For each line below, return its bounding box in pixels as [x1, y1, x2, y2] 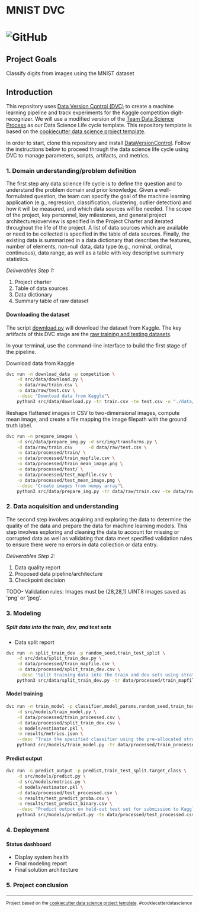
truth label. [6, 421, 33, 429]
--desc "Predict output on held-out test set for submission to [17, 806, 179, 813]
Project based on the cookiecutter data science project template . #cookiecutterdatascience [6, 900, 192, 906]
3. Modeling [6, 609, 41, 617]
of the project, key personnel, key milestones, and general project [6, 211, 167, 219]
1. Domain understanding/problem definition [6, 166, 136, 175]
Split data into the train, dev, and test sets [6, 624, 111, 631]
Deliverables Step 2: [6, 552, 56, 559]
